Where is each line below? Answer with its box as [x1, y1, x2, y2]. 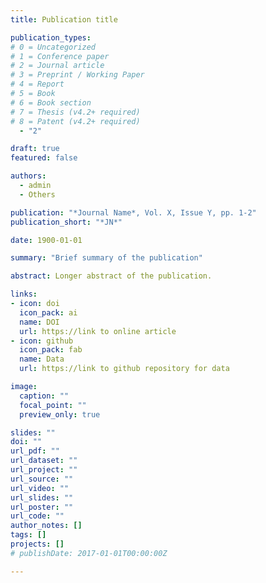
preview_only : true [19, 409, 101, 420]
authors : [10, 171, 47, 181]
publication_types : [10, 32, 92, 43]
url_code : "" [10, 511, 65, 521]
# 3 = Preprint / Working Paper [10, 70, 145, 80]
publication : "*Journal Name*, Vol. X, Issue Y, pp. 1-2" [10, 207, 257, 218]
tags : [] [10, 530, 47, 540]
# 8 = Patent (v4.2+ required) [10, 116, 141, 126]
